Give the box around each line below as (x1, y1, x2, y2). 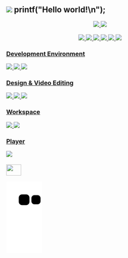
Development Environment (6, 49, 85, 58)
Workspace (6, 108, 40, 116)
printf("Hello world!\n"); (14, 5, 106, 15)
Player (6, 137, 26, 145)
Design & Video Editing (6, 79, 74, 87)
